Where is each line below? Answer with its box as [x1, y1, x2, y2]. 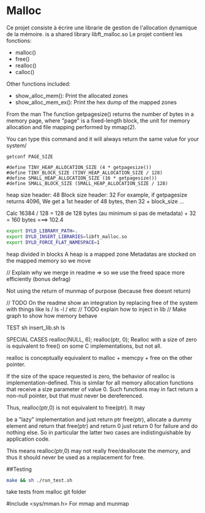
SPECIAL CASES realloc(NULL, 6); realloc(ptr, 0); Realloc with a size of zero [6, 335, 197, 343]
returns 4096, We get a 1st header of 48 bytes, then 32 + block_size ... [6, 197, 185, 205]
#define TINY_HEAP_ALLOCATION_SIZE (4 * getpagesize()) [6, 164, 152, 170]
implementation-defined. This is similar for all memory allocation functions [6, 379, 194, 386]
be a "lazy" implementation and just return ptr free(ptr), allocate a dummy [6, 416, 192, 423]
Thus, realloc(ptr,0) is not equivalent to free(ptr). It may [6, 403, 146, 411]
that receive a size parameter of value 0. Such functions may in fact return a [6, 385, 198, 392]
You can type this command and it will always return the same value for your [6, 135, 199, 143]
